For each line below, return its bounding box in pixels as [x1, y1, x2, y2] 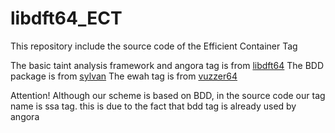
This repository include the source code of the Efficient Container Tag [10, 40, 298, 52]
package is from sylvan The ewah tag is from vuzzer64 [10, 70, 238, 82]
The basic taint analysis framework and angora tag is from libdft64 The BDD [10, 59, 325, 71]
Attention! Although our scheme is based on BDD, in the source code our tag [10, 89, 326, 101]
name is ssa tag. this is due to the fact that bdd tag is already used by [10, 100, 297, 112]
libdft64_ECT [10, 7, 123, 30]
